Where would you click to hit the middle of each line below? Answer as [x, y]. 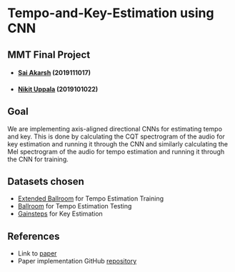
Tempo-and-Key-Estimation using [111, 13]
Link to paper [37, 253]
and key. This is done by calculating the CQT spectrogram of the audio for [116, 136]
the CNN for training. [38, 159]
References [34, 236]
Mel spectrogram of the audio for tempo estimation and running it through [116, 151]
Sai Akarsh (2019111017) [54, 73]
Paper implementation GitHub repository [77, 261]
